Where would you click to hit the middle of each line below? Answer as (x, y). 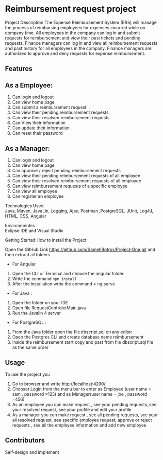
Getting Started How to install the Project (46, 240)
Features (19, 69)
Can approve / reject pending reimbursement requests (66, 170)
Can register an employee (38, 196)
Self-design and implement (32, 452)
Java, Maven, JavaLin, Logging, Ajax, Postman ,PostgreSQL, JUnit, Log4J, (79, 211)
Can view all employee (34, 191)
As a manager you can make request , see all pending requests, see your (85, 415)
